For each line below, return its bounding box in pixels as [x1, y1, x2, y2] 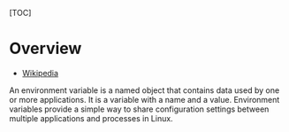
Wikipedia [21, 67, 59, 78]
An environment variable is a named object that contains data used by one [9, 84, 280, 96]
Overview [9, 39, 82, 58]
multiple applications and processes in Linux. [9, 113, 174, 123]
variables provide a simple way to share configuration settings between [9, 104, 270, 114]
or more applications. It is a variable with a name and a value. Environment [9, 94, 280, 105]
